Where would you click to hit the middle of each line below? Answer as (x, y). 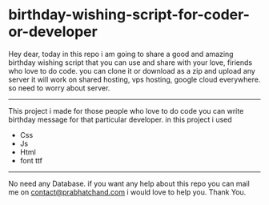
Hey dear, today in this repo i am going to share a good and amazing (121, 54)
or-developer (53, 32)
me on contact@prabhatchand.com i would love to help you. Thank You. (127, 192)
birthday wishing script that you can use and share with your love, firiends (130, 62)
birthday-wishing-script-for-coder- (129, 15)
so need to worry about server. (59, 88)
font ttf (31, 160)
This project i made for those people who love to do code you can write (126, 111)
